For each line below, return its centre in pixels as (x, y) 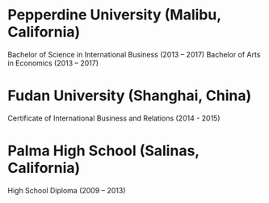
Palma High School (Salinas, (103, 151)
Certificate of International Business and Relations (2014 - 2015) (114, 118)
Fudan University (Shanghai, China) (130, 96)
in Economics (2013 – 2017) (53, 63)
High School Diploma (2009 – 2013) (67, 190)
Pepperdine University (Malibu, (114, 15)
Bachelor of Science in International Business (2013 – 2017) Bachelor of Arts (134, 54)
